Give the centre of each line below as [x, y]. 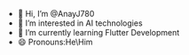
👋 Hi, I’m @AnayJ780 [56, 14]
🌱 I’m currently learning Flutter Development [98, 32]
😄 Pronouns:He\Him [55, 42]
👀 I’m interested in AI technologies [80, 23]
